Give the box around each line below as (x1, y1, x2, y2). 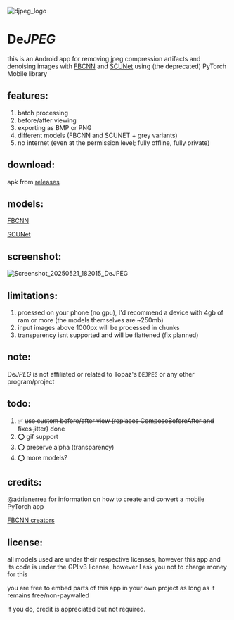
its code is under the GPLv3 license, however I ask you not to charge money (7, 563, 227, 571)
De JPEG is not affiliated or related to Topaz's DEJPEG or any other (7, 369, 195, 378)
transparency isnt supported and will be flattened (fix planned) (17, 331, 199, 339)
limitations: (7, 289, 58, 302)
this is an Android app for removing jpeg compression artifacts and (7, 54, 201, 63)
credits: (7, 476, 42, 488)
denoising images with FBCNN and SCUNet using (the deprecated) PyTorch (7, 62, 227, 70)
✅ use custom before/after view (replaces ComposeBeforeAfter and (17, 416, 214, 425)
